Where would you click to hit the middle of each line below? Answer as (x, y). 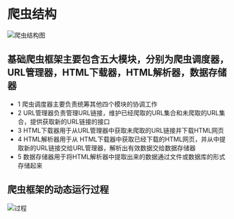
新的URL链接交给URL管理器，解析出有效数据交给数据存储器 (110, 147)
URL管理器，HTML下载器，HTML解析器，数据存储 (117, 73)
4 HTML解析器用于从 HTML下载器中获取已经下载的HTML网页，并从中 (118, 139)
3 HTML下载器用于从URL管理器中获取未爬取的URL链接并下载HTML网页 (121, 130)
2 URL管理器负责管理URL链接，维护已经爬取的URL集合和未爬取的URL (118, 112)
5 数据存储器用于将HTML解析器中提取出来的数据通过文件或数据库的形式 (122, 157)
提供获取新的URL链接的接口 (70, 121)
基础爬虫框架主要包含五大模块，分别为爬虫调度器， (118, 59)
